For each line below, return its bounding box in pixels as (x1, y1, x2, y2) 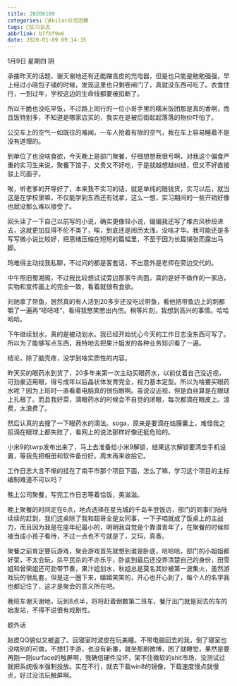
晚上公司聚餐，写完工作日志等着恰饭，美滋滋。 (7, 491, 143, 499)
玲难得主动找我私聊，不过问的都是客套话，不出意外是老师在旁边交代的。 (7, 259, 217, 267)
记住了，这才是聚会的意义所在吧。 (19, 582, 119, 591)
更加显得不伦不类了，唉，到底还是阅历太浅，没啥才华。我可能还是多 (31, 226, 230, 235)
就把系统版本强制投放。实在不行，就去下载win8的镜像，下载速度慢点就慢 (7, 662, 219, 670)
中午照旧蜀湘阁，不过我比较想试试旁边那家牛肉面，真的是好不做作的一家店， (7, 274, 230, 282)
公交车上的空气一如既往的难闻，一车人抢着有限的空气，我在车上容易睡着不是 (7, 128, 230, 137)
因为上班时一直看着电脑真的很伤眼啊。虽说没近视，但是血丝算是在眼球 (25, 386, 230, 395)
